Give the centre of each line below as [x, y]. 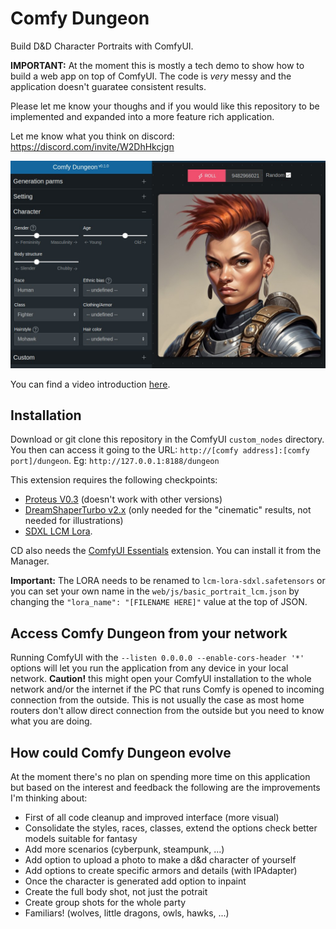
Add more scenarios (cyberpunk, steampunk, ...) [124, 849]
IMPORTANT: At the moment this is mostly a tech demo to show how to [157, 65]
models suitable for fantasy [81, 839]
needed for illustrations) [74, 521]
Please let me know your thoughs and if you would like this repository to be [165, 106]
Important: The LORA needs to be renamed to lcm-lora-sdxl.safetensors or [168, 581]
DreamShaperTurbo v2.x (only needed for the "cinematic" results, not [168, 510]
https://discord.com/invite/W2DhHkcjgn [92, 146]
